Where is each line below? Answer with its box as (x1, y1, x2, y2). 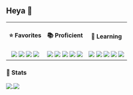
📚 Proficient (46, 31, 83, 40)
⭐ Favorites (9, 31, 42, 40)
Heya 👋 (6, 6, 33, 16)
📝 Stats (6, 68, 27, 77)
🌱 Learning (90, 32, 122, 40)
